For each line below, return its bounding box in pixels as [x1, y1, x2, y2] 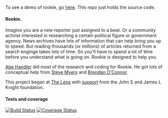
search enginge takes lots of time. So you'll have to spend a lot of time [5, 49, 153, 55]
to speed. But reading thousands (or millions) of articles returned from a [5, 43, 156, 50]
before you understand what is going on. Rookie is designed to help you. [5, 54, 158, 60]
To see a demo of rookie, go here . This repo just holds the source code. [5, 5, 156, 10]
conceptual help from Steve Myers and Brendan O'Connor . [5, 69, 128, 75]
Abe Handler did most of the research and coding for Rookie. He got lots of [5, 64, 163, 70]
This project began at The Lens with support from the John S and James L [5, 79, 161, 85]
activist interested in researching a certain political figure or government [5, 32, 157, 38]
